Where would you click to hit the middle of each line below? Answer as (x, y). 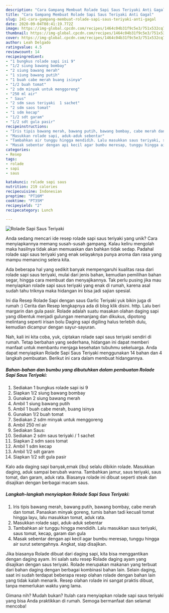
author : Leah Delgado (28, 43)
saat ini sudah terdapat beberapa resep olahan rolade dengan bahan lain (81, 575)
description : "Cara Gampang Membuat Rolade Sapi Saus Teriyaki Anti (79, 10)
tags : (11, 159)
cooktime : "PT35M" (25, 201)
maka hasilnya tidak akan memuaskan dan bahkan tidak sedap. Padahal (80, 249)
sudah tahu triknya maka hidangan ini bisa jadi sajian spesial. (69, 291)
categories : (18, 150)
